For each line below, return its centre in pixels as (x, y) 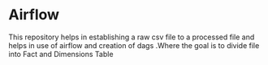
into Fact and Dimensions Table (61, 54)
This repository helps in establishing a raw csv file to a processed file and (132, 37)
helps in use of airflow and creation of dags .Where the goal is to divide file (134, 45)
